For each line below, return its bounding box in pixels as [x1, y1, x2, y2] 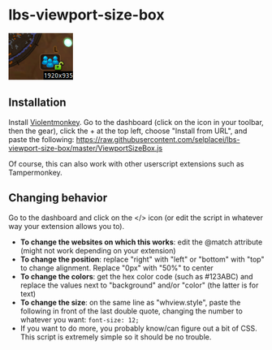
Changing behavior [8, 191, 108, 205]
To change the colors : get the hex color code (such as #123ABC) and [19, 271, 253, 281]
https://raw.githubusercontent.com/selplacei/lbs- [76, 134, 240, 144]
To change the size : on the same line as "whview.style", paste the [19, 297, 241, 307]
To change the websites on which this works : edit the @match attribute [19, 237, 263, 247]
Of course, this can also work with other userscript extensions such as [8, 158, 244, 168]
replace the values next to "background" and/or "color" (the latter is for [19, 280, 259, 290]
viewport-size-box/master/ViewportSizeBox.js [8, 143, 163, 153]
